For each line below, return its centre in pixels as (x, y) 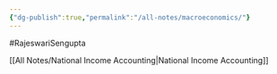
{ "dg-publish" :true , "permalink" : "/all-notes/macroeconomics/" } (130, 17)
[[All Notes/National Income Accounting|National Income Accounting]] (139, 60)
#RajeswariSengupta (48, 43)
